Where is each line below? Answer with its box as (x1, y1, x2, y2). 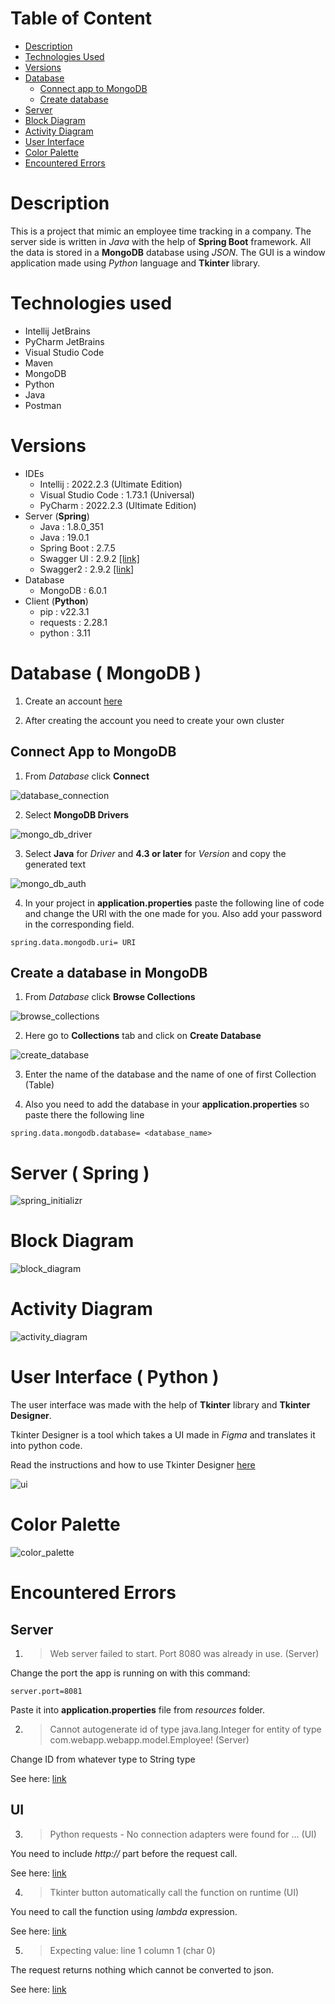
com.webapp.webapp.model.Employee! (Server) (49, 1734, 250, 1746)
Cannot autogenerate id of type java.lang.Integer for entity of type (49, 1723, 322, 1735)
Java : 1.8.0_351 (39, 520, 104, 532)
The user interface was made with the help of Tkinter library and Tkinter (10, 1399, 311, 1411)
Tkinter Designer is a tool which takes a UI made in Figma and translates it (10, 1429, 316, 1441)
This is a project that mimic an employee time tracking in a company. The (10, 225, 312, 237)
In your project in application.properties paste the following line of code (24, 897, 325, 909)
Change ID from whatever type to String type (10, 1753, 196, 1765)
